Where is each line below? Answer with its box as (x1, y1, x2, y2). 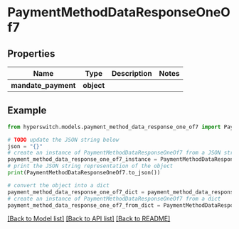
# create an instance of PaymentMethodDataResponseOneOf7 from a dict (7, 195, 221, 202)
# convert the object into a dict (7, 181, 110, 189)
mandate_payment (11, 81, 76, 90)
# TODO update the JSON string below (7, 136, 119, 143)
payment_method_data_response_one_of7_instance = (7, 156, 158, 163)
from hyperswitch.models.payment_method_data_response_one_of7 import (7, 123, 221, 130)
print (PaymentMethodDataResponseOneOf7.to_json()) (7, 169, 161, 177)
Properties (7, 48, 55, 60)
